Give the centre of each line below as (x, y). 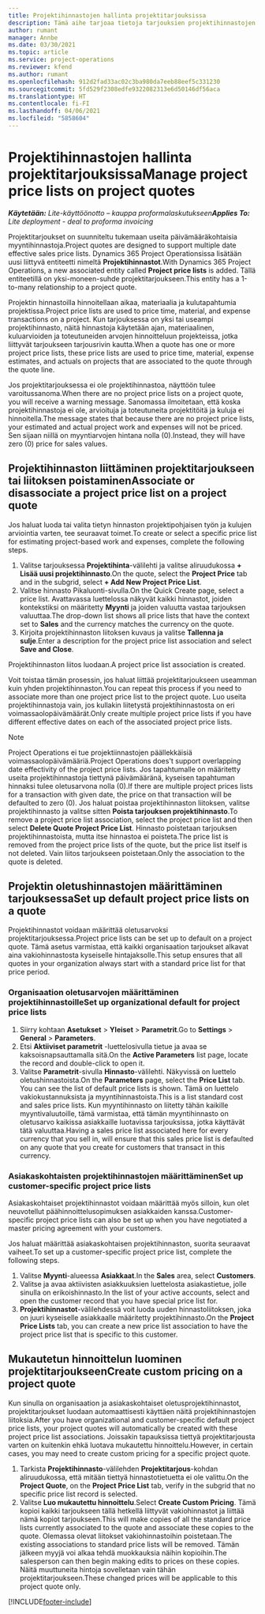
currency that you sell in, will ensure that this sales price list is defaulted (136, 1138)
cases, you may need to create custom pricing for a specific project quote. (129, 1453)
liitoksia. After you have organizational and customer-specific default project (131, 1420)
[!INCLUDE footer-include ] (50, 1601)
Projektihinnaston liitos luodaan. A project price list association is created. (127, 664)
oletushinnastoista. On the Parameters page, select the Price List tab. (132, 1080)
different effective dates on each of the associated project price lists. (120, 722)
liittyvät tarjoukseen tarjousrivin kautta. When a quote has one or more (121, 344)
